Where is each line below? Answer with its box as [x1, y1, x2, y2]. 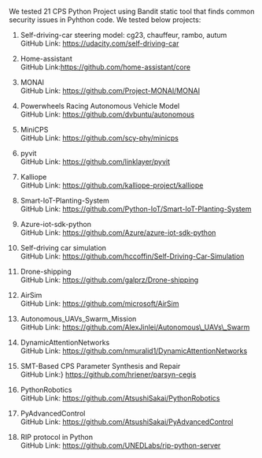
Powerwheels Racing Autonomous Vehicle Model [20, 102, 180, 110]
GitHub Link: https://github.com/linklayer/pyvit [20, 157, 170, 166]
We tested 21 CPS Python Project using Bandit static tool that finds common [9, 7, 255, 16]
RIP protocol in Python [20, 433, 94, 441]
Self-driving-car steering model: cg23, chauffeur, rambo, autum [20, 31, 227, 39]
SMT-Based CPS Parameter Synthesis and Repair [20, 362, 181, 370]
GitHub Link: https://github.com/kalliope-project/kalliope [20, 181, 204, 190]
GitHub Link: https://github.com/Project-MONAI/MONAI [20, 86, 200, 95]
